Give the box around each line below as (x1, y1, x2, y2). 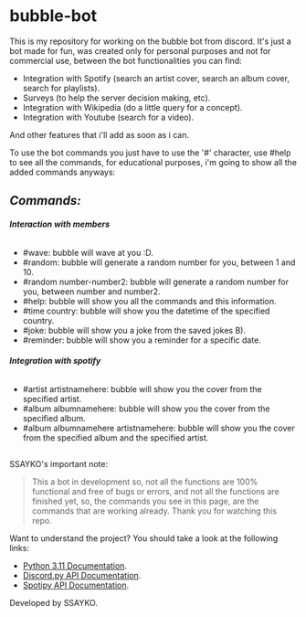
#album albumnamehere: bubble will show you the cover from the (22, 403, 270, 414)
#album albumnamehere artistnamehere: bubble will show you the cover (22, 422, 295, 433)
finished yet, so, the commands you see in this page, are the (31, 495, 259, 507)
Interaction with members (9, 218, 111, 229)
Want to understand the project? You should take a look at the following (9, 533, 279, 544)
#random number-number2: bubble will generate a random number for (22, 276, 290, 287)
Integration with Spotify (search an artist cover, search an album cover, (22, 72, 290, 83)
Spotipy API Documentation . (22, 580, 130, 590)
